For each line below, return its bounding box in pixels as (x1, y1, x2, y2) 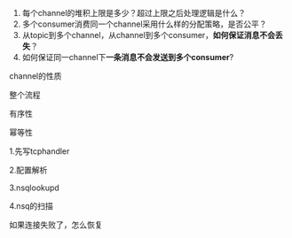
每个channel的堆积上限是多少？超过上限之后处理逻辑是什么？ (21, 8, 247, 18)
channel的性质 (9, 71, 62, 81)
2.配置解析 (9, 165, 48, 175)
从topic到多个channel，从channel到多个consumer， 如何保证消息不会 (21, 30, 276, 40)
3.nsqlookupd (9, 182, 59, 193)
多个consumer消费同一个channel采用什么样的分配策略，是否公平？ (21, 19, 268, 29)
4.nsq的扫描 (9, 201, 53, 211)
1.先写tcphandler (9, 146, 70, 157)
